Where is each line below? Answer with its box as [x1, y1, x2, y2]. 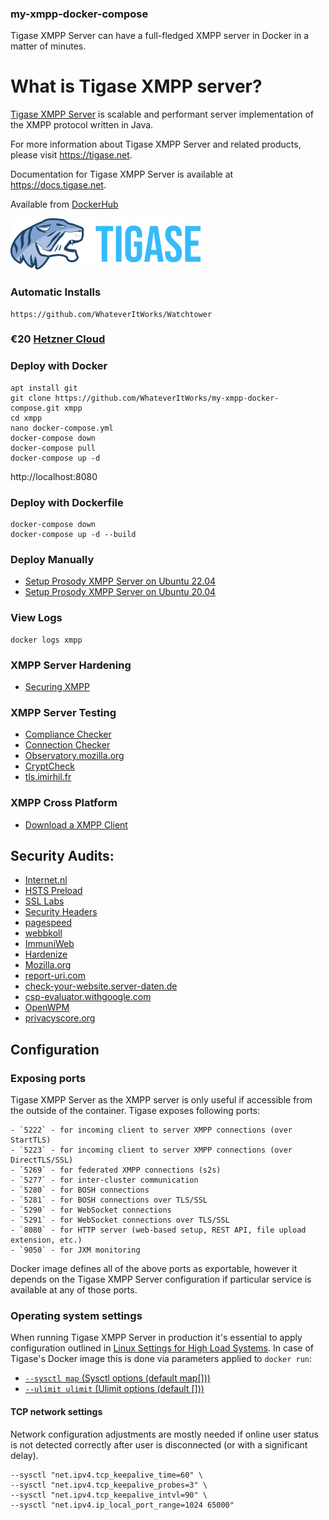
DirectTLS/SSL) [10, 1155, 74, 1166]
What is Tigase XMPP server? [10, 75, 263, 98]
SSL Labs [24, 895, 65, 907]
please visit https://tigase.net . [10, 149, 133, 161]
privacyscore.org [24, 1012, 96, 1024]
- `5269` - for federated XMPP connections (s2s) [10, 1165, 222, 1176]
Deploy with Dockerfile [10, 495, 124, 509]
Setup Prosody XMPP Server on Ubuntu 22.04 [24, 575, 217, 587]
